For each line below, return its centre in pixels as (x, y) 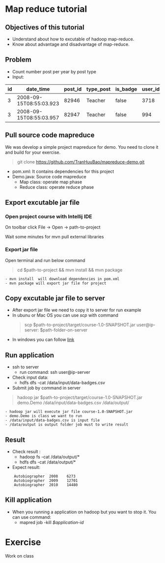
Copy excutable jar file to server (55, 298)
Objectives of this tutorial (45, 27)
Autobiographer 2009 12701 (46, 481)
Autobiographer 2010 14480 (46, 485)
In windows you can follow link (43, 340)
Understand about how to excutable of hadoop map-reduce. (73, 39)
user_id (151, 89)
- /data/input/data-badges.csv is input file (52, 420)
